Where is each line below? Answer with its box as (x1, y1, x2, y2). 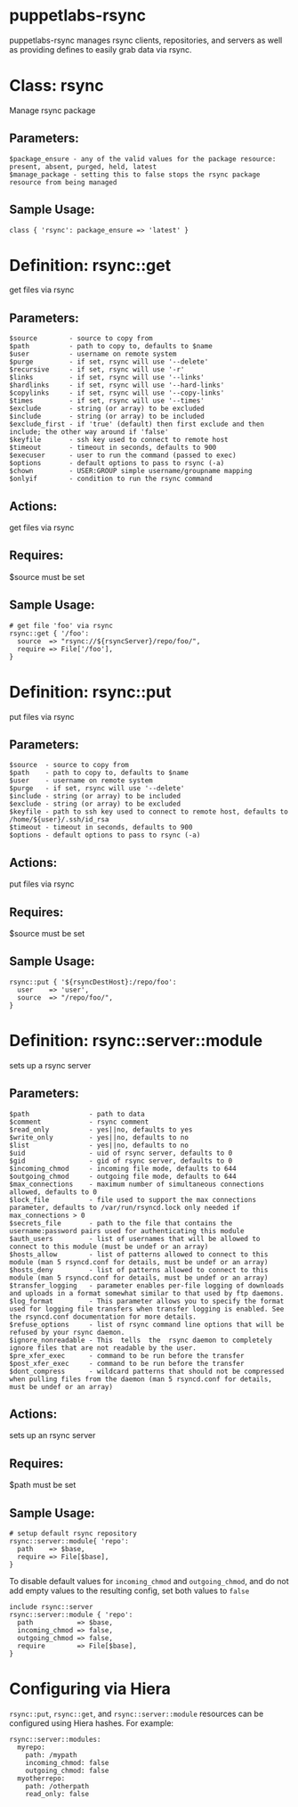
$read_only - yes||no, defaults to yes (9, 1124, 193, 1134)
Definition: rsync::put (9, 682, 172, 702)
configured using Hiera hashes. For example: (9, 1718, 174, 1729)
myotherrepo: (17, 1774, 66, 1783)
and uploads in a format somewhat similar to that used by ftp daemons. (9, 1288, 285, 1297)
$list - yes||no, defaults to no (9, 1141, 189, 1149)
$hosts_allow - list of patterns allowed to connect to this (9, 1249, 269, 1259)
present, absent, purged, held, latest (9, 162, 157, 171)
